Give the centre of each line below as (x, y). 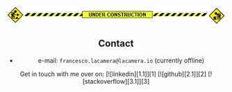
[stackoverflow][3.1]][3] (116, 81)
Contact (116, 44)
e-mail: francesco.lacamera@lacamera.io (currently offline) (121, 60)
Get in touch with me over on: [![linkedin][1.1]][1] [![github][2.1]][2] (113, 74)
